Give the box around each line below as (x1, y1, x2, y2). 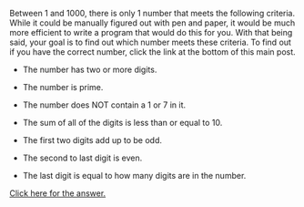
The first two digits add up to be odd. (22, 135, 162, 145)
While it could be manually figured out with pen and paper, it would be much (9, 17, 296, 28)
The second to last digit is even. (22, 152, 143, 163)
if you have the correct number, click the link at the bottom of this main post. (9, 47, 296, 57)
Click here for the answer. (9, 188, 106, 199)
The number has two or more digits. (22, 64, 157, 75)
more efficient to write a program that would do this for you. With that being (9, 27, 293, 37)
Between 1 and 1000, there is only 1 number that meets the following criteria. (9, 8, 296, 18)
